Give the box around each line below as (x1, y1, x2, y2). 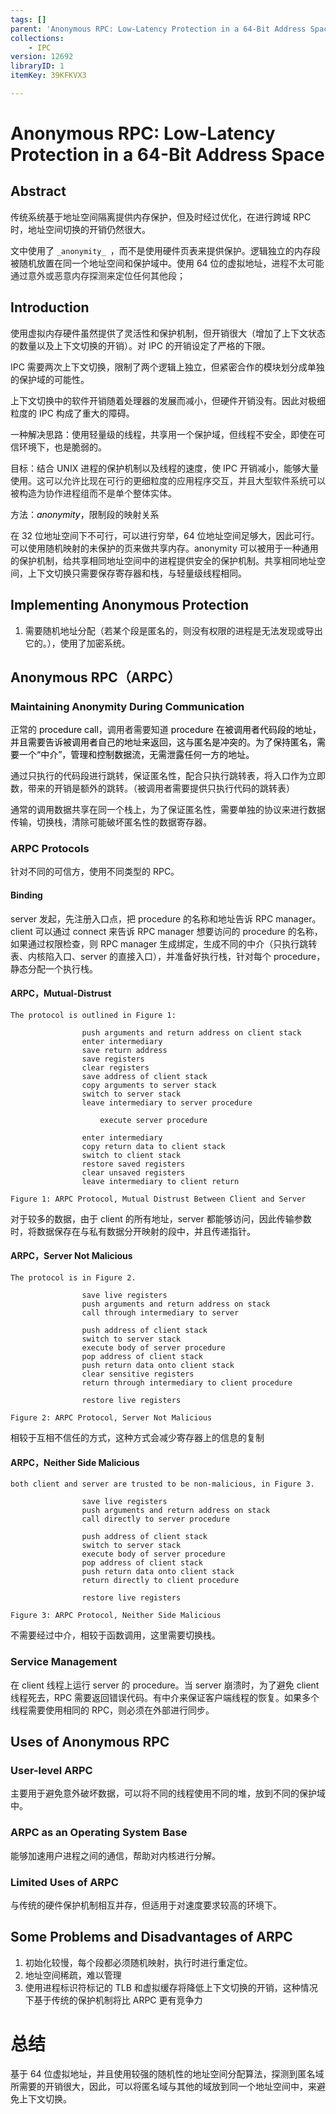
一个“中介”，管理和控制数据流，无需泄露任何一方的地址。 (18, 749, 255, 761)
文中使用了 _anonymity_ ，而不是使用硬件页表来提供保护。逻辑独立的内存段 (10, 244, 321, 256)
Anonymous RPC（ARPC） (10, 669, 182, 686)
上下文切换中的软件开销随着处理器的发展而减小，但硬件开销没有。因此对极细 (10, 394, 326, 406)
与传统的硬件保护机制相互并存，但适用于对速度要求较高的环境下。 (10, 1899, 282, 1911)
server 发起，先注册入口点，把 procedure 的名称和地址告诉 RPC (10, 912, 274, 925)
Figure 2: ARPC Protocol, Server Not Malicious (10, 1413, 213, 1423)
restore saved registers (81, 1159, 186, 1169)
